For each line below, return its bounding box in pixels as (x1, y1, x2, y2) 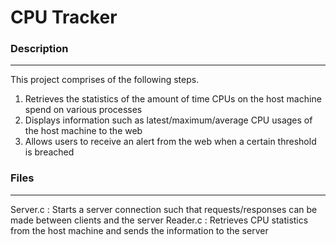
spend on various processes (24, 104, 143, 116)
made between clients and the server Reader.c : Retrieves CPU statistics (10, 214, 309, 226)
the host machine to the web (24, 125, 143, 137)
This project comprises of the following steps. (10, 74, 200, 86)
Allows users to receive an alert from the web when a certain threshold (24, 136, 317, 148)
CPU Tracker (10, 6, 118, 29)
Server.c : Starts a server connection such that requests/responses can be (10, 203, 318, 215)
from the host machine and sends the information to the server (10, 224, 269, 236)
